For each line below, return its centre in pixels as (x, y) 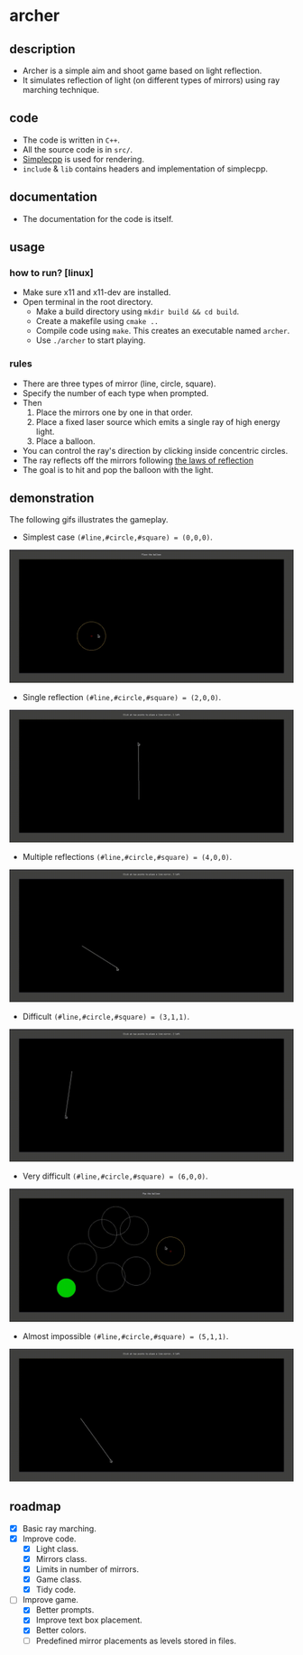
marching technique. (61, 90)
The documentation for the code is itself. (98, 218)
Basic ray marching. (59, 1528)
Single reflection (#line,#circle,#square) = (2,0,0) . (122, 697)
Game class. (59, 1579)
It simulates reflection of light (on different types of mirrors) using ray (151, 80)
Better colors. (61, 1631)
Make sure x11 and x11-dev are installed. (96, 292)
